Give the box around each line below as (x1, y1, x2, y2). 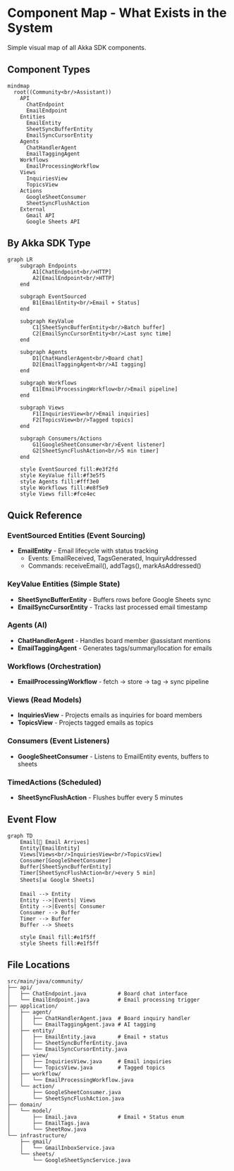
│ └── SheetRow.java (7, 1126, 87, 1133)
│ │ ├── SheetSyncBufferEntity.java (7, 1039, 128, 1046)
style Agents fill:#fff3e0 (20, 478, 99, 485)
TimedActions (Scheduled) (7, 777, 102, 787)
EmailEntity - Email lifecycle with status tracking (17, 546, 159, 555)
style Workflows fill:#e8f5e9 (20, 484, 109, 491)
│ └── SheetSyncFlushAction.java (7, 1095, 125, 1102)
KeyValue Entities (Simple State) (7, 580, 121, 589)
